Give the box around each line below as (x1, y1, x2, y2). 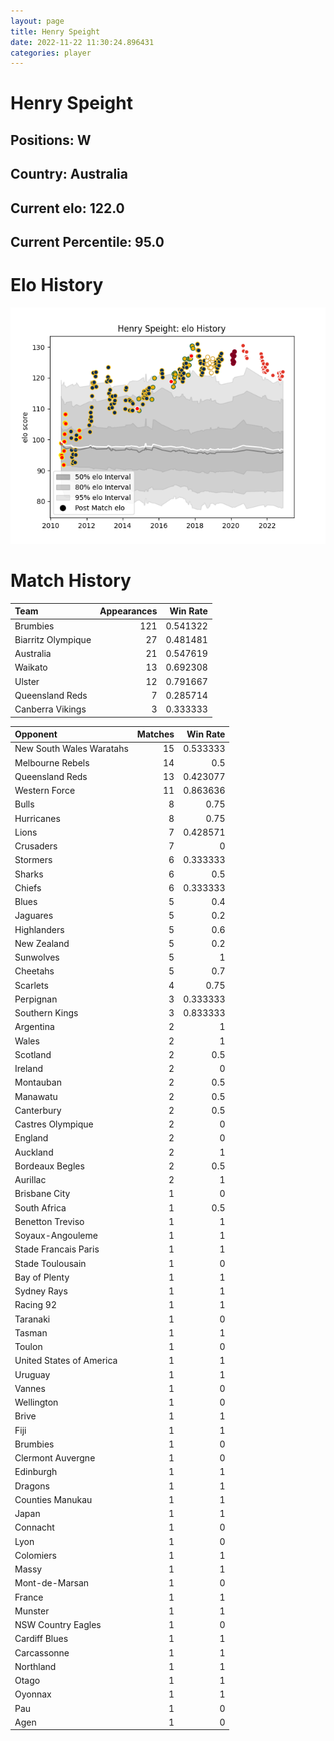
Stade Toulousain (14, 1257, 87, 1269)
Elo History (10, 274, 104, 297)
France (14, 1591, 44, 1603)
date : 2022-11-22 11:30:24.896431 (10, 37, 155, 47)
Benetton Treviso (14, 1215, 85, 1227)
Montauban (14, 1076, 62, 1089)
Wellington (14, 1396, 59, 1409)
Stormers (14, 854, 53, 866)
